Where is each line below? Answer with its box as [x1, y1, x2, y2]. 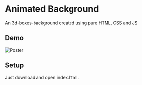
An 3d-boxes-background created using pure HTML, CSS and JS [5, 20, 138, 26]
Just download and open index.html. [5, 74, 79, 80]
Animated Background [5, 3, 99, 15]
